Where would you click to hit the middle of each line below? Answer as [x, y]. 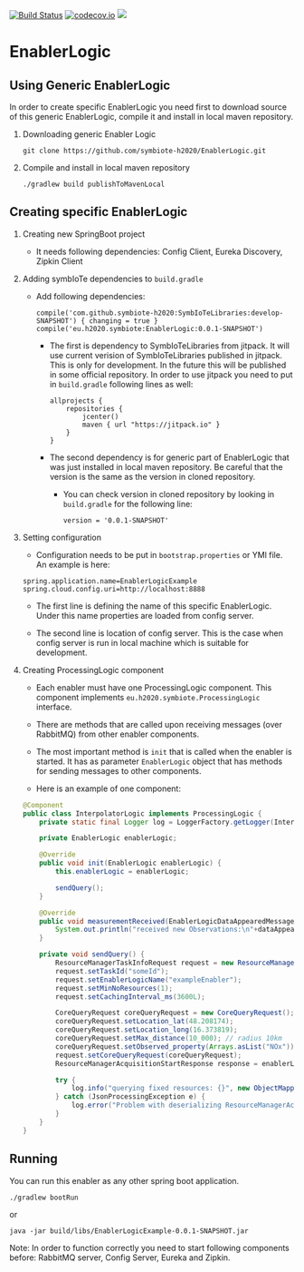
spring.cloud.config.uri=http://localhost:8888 [114, 589]
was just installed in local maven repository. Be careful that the [166, 466]
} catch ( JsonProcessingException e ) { [131, 1097]
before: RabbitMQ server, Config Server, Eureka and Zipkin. [120, 1257]
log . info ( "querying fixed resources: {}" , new [161, 1089]
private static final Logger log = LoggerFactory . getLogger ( [157, 822]
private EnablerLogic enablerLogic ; [108, 838]
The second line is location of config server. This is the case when [159, 633]
